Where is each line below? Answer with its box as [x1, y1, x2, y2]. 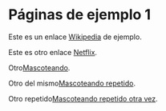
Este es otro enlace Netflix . [8, 47, 98, 57]
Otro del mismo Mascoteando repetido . [8, 78, 136, 88]
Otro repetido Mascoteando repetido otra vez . [8, 93, 158, 103]
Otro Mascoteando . [8, 62, 71, 73]
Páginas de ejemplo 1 [8, 6, 151, 24]
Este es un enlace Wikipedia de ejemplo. [8, 32, 142, 42]
